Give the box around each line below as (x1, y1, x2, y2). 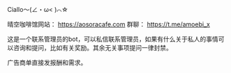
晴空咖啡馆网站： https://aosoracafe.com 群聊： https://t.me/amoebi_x (7, 20, 211, 29)
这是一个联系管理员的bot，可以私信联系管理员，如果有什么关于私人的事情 (7, 35, 218, 43)
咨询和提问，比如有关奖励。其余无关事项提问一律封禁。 (13, 44, 172, 51)
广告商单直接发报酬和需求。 (7, 58, 87, 67)
